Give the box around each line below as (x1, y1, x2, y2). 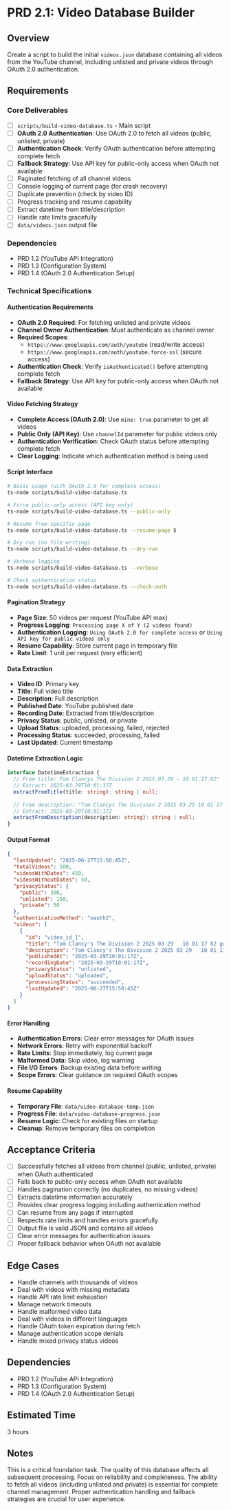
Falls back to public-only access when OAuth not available (16, 1177, 184, 1185)
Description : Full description (16, 694, 98, 703)
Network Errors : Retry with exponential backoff (16, 1041, 153, 1050)
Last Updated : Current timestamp (16, 738, 113, 747)
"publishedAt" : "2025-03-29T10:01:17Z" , (25, 953, 143, 960)
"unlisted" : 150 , (19, 895, 69, 902)
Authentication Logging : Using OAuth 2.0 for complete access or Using (16, 628, 223, 636)
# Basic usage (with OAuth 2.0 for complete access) (7, 483, 162, 490)
